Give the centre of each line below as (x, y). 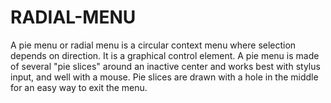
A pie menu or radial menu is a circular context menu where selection (153, 45)
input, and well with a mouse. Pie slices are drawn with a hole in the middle (164, 77)
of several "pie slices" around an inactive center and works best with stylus (165, 66)
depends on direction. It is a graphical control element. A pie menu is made (165, 55)
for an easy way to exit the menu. (79, 87)
